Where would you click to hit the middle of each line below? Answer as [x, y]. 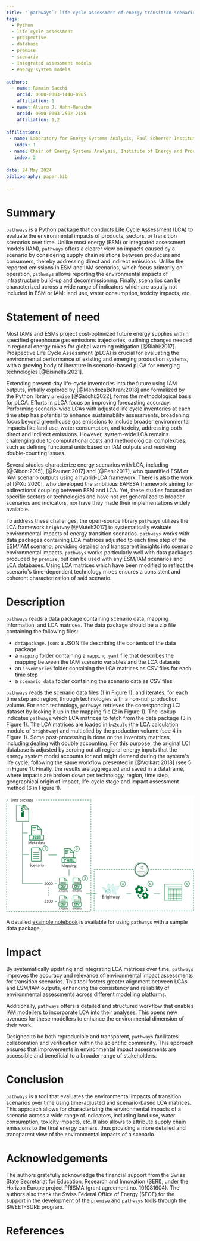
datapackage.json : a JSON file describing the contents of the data [95, 643]
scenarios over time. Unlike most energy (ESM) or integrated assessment [96, 243]
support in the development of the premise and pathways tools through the [96, 1200]
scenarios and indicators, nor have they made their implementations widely [98, 503]
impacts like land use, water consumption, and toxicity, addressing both [94, 428]
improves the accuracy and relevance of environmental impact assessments [100, 975]
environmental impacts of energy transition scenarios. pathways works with [98, 534]
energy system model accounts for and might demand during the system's [98, 756]
